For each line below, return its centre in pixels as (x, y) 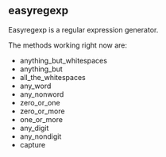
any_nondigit (41, 136)
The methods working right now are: (68, 45)
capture (33, 144)
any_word (35, 86)
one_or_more (41, 119)
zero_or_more (42, 111)
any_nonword (42, 94)
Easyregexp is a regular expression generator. (83, 29)
